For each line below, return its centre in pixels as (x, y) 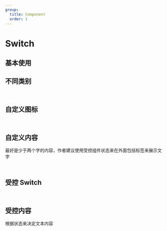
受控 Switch (24, 182)
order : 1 (19, 19)
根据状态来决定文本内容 (29, 224)
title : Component (28, 14)
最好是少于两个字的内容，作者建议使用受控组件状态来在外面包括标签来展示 (81, 150)
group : (12, 10)
